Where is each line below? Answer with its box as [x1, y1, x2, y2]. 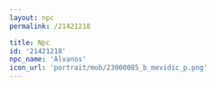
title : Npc [9, 38, 51, 47]
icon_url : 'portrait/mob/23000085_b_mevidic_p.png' [9, 63, 208, 72]
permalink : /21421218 [9, 22, 91, 31]
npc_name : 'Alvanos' [9, 55, 88, 64]
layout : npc [9, 13, 54, 23]
